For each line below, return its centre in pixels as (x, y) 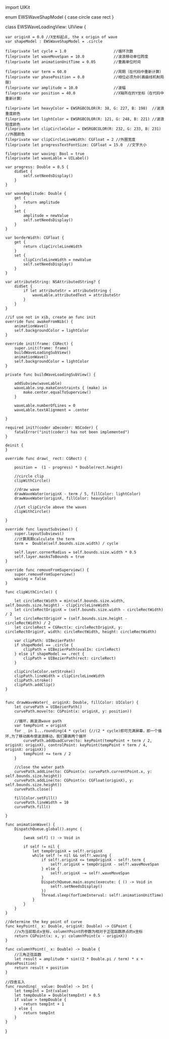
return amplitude (41, 202)
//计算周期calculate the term (44, 539)
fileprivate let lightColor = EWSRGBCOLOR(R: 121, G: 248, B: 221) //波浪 (85, 119)
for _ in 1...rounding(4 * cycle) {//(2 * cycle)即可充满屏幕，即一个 (86, 731)
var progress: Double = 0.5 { (37, 167)
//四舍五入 (15, 982)
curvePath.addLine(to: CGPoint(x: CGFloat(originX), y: (74, 781)
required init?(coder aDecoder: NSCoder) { (52, 428)
